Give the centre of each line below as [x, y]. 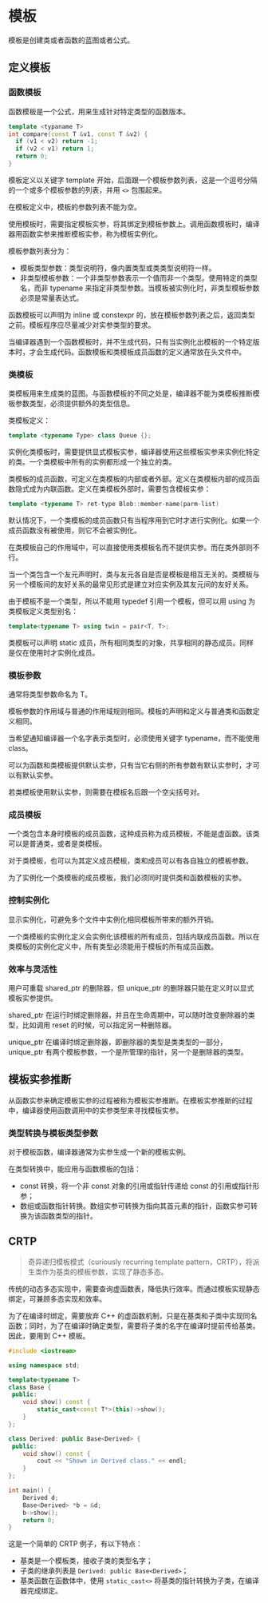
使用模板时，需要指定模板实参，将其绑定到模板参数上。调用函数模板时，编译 [134, 224]
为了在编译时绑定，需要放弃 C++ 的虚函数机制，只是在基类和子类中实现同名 [133, 1315]
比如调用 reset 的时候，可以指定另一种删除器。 [99, 1025]
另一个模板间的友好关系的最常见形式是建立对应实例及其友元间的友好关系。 [130, 584]
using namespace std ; [44, 1365]
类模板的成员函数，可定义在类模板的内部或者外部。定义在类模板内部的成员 [130, 479]
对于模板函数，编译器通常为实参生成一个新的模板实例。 [99, 1152]
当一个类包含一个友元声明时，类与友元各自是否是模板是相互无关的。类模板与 [134, 574]
